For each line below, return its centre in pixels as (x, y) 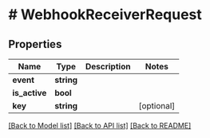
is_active (30, 93)
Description (108, 67)
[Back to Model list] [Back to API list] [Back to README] (100, 126)
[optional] (157, 106)
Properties (35, 44)
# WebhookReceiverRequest (105, 15)
